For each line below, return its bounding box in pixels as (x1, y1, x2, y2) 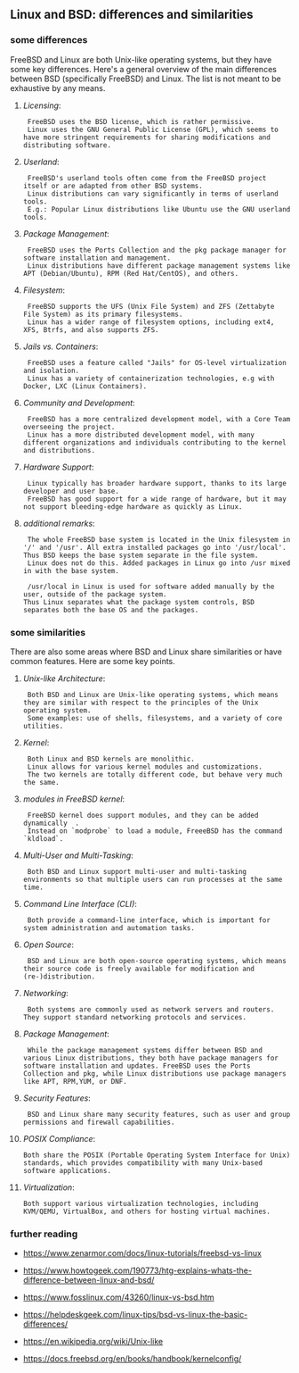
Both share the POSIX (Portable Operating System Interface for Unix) (22, 1151, 291, 1160)
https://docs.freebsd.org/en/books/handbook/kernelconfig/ (22, 1353, 242, 1364)
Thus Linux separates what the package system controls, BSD (22, 597, 255, 606)
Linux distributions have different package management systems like (27, 261, 291, 270)
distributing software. (22, 140, 112, 150)
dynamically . (22, 819, 80, 828)
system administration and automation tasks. (22, 923, 195, 932)
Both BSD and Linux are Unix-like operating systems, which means (27, 690, 279, 699)
